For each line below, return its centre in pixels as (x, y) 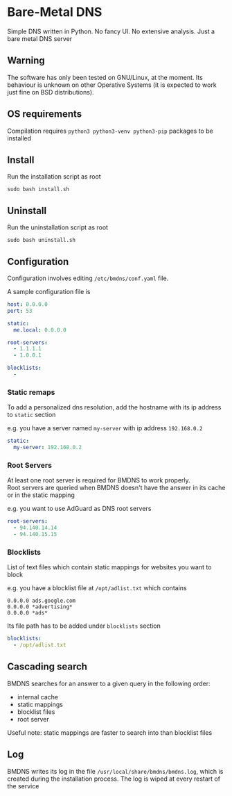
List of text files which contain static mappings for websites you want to (109, 567)
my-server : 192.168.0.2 (47, 448)
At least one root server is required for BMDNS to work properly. (99, 480)
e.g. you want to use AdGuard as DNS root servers (79, 509)
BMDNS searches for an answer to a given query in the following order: (109, 683)
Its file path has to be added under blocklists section (84, 626)
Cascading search (47, 667)
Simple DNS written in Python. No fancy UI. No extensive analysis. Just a (111, 31)
